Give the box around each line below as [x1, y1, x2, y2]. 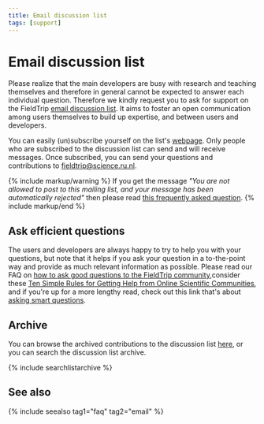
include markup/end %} [8, 202, 85, 211]
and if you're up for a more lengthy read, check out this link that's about [8, 287, 242, 296]
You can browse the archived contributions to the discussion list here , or [8, 340, 244, 349]
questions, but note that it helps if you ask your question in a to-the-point [8, 254, 246, 263]
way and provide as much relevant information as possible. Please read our [8, 262, 253, 272]
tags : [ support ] [8, 19, 61, 27]
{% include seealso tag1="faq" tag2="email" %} [8, 407, 164, 416]
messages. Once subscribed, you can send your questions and [8, 153, 214, 162]
